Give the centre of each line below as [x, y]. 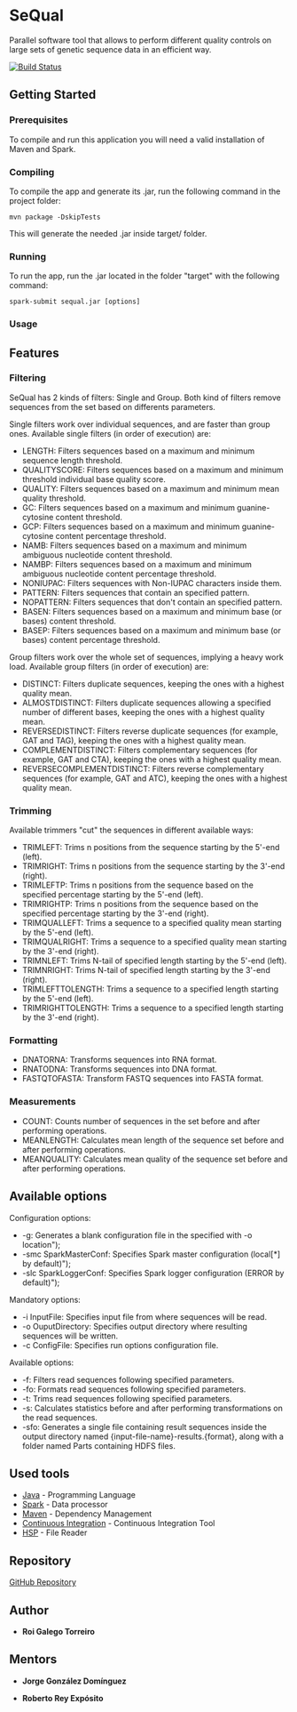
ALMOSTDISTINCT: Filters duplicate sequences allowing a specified [147, 703]
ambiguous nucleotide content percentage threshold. [119, 574]
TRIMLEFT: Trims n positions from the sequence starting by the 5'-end [151, 848]
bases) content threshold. [69, 621]
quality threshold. [54, 498]
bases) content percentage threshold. [91, 639]
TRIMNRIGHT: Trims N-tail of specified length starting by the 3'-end [146, 970]
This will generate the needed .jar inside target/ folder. [108, 233]
